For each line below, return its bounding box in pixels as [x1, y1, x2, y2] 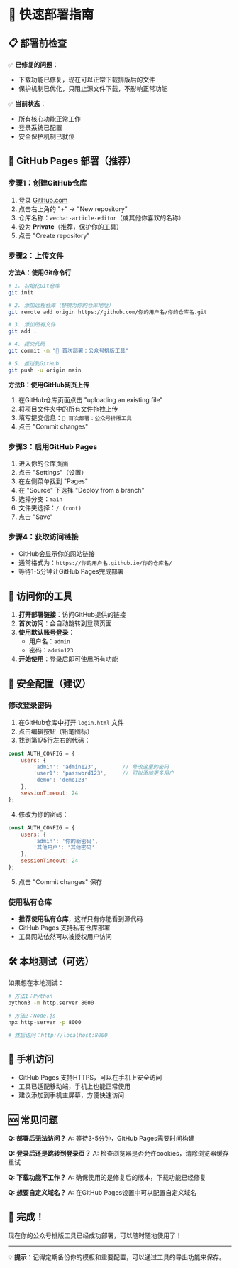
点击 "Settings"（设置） [18, 468, 88, 477]
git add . [8, 328, 38, 335]
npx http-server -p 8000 [8, 1019, 82, 1026]
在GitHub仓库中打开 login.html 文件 [18, 718, 124, 726]
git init [8, 289, 34, 296]
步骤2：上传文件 [8, 250, 64, 260]
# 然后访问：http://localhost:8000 [8, 1031, 109, 1038]
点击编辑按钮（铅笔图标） [18, 726, 94, 736]
